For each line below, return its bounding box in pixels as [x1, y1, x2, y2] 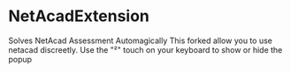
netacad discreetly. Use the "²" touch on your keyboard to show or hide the [8, 44, 283, 55]
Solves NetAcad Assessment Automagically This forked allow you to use [8, 35, 273, 46]
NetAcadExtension [8, 6, 149, 26]
